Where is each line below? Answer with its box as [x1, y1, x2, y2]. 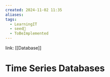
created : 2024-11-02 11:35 [5, 7, 62, 13]
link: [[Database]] [5, 45, 42, 51]
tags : [5, 17, 17, 22]
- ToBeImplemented [10, 31, 49, 36]
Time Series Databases [5, 63, 105, 74]
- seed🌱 [10, 26, 26, 31]
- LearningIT [10, 21, 38, 27]
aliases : [5, 12, 24, 17]
